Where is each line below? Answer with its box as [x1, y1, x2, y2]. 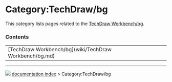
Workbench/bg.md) [8, 52, 55, 59]
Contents [5, 33, 29, 40]
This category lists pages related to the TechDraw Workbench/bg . [5, 20, 145, 27]
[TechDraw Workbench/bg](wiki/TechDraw [8, 46, 112, 53]
